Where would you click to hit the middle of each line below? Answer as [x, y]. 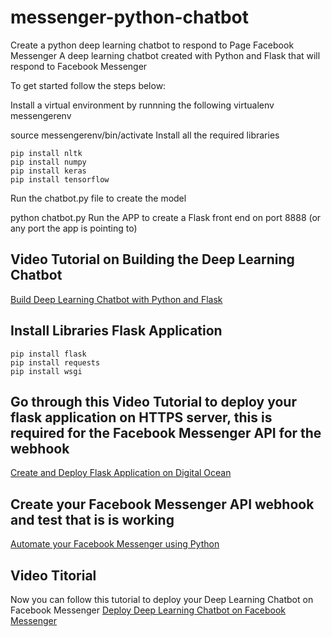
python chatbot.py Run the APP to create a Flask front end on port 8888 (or [166, 217]
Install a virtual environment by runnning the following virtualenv [142, 105]
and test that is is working [92, 519]
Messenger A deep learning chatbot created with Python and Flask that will [165, 55]
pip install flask [48, 354]
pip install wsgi [46, 371]
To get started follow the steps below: [88, 85]
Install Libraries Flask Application [116, 331]
